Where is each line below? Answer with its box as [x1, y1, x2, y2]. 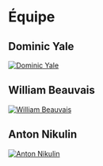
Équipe [8, 8, 55, 26]
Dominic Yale [8, 40, 74, 53]
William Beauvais [8, 83, 95, 97]
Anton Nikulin [8, 128, 78, 141]
